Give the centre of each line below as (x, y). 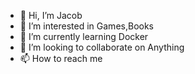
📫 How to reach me (61, 58)
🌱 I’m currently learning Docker (84, 36)
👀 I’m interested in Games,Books (86, 26)
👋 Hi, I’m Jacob (51, 15)
